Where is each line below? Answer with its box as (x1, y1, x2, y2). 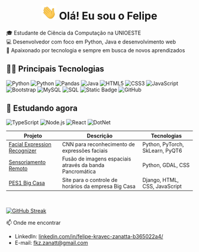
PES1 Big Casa (8, 179, 46, 187)
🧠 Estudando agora (6, 103, 78, 113)
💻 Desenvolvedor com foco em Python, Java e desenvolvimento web (6, 38, 176, 45)
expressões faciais (62, 147, 108, 155)
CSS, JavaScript (142, 182, 182, 190)
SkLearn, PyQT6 (142, 147, 182, 155)
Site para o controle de (62, 176, 118, 183)
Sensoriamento (8, 158, 46, 165)
